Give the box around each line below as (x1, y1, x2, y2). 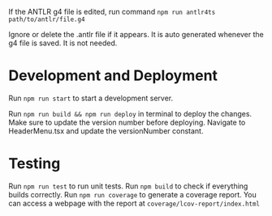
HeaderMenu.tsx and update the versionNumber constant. (8, 125, 204, 136)
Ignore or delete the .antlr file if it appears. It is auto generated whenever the (8, 30, 264, 39)
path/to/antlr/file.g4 (8, 15, 85, 23)
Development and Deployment (8, 66, 218, 85)
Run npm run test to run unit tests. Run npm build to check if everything (8, 181, 248, 191)
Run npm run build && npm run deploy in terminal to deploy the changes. (8, 108, 253, 118)
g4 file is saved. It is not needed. (8, 38, 118, 48)
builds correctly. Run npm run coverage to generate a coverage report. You (8, 189, 257, 199)
